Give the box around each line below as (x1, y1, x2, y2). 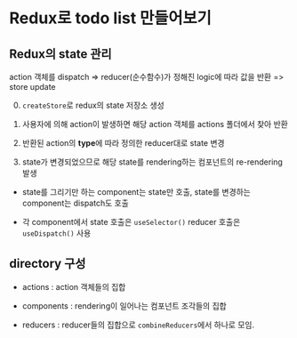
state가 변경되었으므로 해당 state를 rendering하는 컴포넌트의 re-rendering (21, 157, 283, 167)
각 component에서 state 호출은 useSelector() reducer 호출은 (21, 217, 241, 227)
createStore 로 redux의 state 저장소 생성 (21, 100, 165, 110)
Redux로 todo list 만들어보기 (9, 8, 212, 28)
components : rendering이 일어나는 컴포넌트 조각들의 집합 (21, 300, 227, 311)
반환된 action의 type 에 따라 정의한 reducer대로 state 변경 (21, 138, 225, 148)
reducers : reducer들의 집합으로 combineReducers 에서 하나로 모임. (21, 319, 255, 330)
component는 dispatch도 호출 (21, 197, 129, 208)
